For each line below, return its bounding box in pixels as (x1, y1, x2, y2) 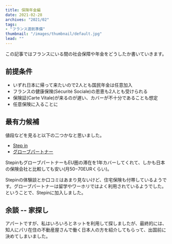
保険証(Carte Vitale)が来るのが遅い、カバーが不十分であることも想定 (12, 94, 158, 100)
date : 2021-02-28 (5, 12, 43, 17)
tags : (5, 22, 17, 27)
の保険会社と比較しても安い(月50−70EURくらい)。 (5, 166, 112, 172)
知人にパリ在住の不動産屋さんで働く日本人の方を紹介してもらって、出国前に (5, 227, 166, 233)
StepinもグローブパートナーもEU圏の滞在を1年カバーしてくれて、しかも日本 (5, 159, 165, 166)
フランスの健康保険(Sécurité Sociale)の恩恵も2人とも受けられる (12, 88, 148, 94)
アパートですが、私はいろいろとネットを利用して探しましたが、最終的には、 (5, 220, 167, 227)
